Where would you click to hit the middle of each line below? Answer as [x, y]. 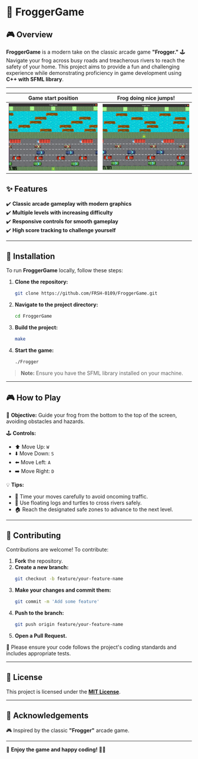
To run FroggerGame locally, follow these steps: [65, 270]
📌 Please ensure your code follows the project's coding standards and [91, 647]
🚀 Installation [31, 256]
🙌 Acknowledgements [47, 716]
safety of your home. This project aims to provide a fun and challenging [93, 67]
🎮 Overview [29, 34]
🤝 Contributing [34, 536]
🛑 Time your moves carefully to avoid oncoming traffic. [81, 496]
